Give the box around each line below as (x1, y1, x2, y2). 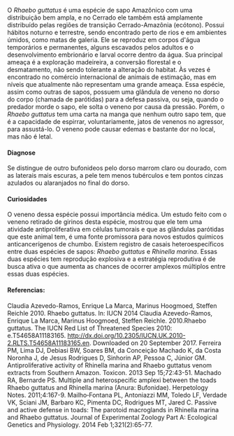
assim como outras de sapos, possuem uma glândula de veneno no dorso (7, 87, 220, 96)
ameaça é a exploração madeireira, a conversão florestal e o (7, 58, 182, 66)
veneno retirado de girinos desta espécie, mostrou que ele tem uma (7, 218, 203, 226)
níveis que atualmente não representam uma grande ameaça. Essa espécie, (7, 80, 226, 88)
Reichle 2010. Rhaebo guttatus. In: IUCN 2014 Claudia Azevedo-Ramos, (7, 309, 213, 317)
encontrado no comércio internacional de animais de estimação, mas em (7, 73, 217, 81)
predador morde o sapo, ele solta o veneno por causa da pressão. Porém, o (7, 103, 225, 111)
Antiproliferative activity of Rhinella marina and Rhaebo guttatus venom (7, 360, 212, 370)
